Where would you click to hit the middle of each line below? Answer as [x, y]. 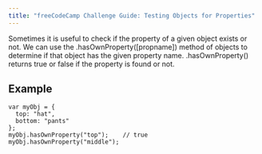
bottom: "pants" [42, 121]
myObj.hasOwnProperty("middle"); [64, 142]
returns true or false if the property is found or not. [91, 64]
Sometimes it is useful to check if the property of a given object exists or [128, 38]
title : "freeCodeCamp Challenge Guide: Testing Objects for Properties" [132, 16]
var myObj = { [32, 107]
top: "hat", [36, 114]
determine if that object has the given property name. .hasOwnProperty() [129, 55]
